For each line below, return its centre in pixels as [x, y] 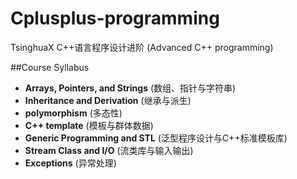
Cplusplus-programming [115, 18]
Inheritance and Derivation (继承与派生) [108, 100]
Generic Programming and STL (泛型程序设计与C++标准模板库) [156, 138]
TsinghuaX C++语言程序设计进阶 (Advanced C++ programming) [142, 47]
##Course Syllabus [50, 67]
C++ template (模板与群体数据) [89, 125]
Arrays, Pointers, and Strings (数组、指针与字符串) [130, 88]
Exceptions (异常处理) [70, 163]
